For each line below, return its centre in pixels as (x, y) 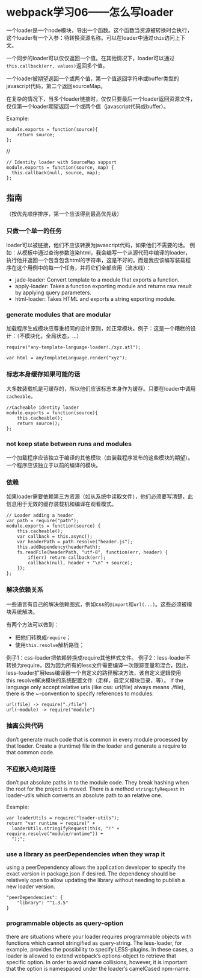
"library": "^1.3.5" (43, 903)
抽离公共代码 (25, 726)
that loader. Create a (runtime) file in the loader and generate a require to (96, 746)
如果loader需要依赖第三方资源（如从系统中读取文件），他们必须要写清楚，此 (100, 497)
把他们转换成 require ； (43, 637)
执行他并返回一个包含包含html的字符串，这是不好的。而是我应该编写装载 (96, 260)
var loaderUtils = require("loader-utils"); (63, 818)
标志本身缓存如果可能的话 (43, 374)
